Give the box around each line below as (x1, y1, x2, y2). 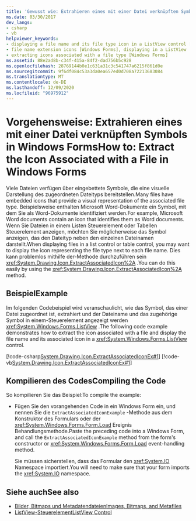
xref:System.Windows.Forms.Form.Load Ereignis (14, 421, 132, 429)
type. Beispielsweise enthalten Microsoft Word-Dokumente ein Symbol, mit (6, 203, 187, 210)
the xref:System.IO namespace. (14, 470, 91, 477)
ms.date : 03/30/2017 (6, 14, 57, 20)
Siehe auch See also (6, 487, 79, 497)
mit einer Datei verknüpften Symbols (6, 128, 188, 141)
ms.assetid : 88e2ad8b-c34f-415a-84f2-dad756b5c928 (6, 57, 132, 63)
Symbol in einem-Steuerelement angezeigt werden (6, 317, 128, 324)
